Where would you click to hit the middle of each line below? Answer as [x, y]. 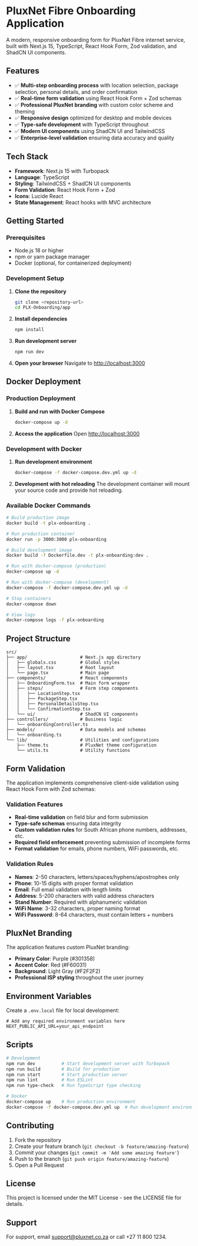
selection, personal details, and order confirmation [76, 92]
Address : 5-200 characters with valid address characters [84, 895]
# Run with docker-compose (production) [57, 566]
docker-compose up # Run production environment [71, 1102]
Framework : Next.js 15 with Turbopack [62, 171]
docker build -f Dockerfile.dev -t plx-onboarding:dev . [77, 556]
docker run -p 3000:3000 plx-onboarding [57, 539]
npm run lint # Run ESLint [50, 1080]
